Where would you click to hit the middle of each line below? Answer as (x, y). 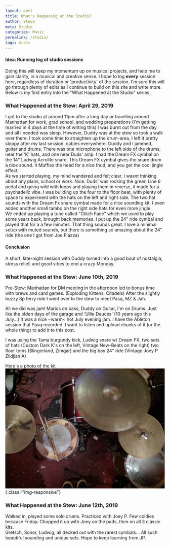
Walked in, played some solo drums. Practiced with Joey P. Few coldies (80, 516)
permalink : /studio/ (27, 38)
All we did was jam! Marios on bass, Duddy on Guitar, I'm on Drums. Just (81, 308)
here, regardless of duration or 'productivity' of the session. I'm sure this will (85, 82)
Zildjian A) (16, 356)
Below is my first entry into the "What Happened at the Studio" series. (78, 93)
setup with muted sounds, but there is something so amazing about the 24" (84, 230)
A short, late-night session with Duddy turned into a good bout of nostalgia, (84, 258)
